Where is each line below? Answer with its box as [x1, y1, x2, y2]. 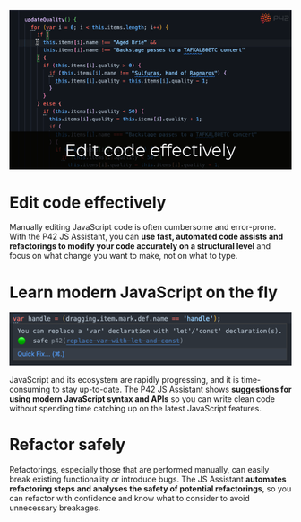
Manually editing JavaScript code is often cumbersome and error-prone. [9, 222, 277, 233]
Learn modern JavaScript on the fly [9, 282, 278, 302]
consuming [9, 384, 51, 394]
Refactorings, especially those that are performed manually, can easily [9, 464, 270, 474]
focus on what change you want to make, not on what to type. [9, 251, 238, 261]
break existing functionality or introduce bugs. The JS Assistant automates [9, 473, 287, 484]
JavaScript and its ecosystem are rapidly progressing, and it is [9, 374, 240, 385]
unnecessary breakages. [9, 502, 101, 513]
